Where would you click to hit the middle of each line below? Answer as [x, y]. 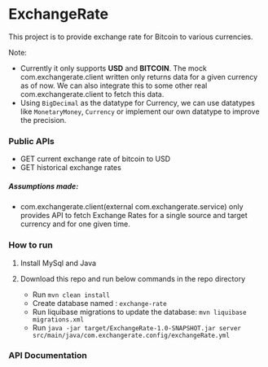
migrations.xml [58, 319]
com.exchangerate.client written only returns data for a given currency [139, 76]
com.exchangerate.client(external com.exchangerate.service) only [132, 207]
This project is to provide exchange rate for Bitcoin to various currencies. [131, 37]
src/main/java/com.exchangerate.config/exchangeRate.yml [131, 335]
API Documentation [48, 356]
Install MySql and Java [58, 263]
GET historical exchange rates [71, 168]
